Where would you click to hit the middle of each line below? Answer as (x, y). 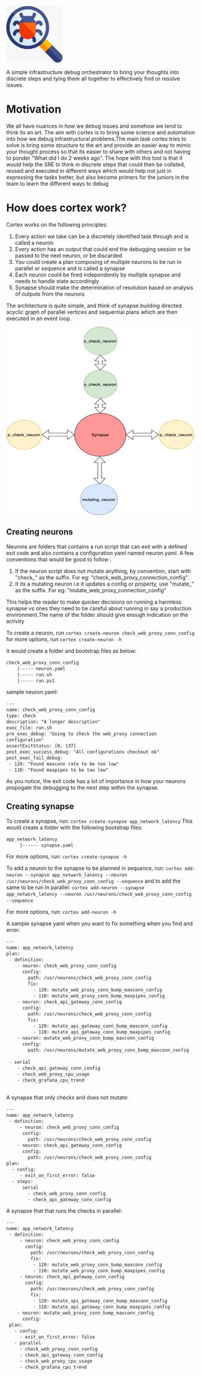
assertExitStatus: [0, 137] (41, 746)
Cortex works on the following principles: (57, 224)
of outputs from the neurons (50, 294)
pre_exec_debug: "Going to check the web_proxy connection (82, 734)
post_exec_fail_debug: (34, 758)
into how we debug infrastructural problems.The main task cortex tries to (96, 139)
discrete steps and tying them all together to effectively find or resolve (93, 79)
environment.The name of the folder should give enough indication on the (97, 615)
